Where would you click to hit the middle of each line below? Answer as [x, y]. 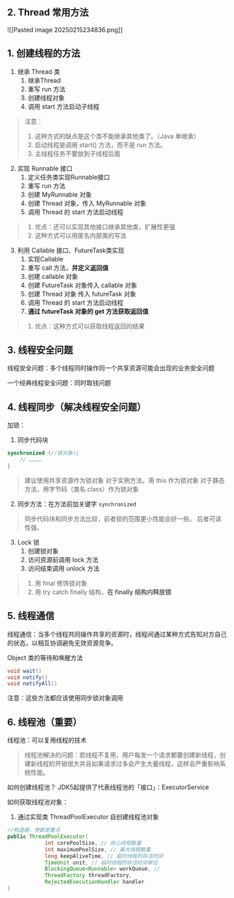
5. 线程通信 [31, 616]
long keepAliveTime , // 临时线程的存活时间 [104, 856]
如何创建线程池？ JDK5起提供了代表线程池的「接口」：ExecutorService [108, 787]
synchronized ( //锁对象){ [43, 453]
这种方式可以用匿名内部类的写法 [80, 235]
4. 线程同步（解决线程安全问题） [77, 407]
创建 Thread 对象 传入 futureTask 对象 [82, 294]
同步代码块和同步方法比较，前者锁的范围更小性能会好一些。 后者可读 [123, 519]
